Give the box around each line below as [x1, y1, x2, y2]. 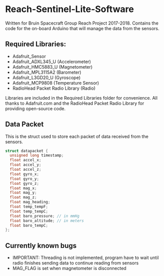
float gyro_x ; [10, 171, 39, 176]
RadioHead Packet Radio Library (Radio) [12, 85, 96, 91]
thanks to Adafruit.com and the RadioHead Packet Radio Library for [5, 100, 144, 106]
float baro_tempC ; [10, 223, 49, 228]
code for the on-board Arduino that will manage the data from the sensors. [5, 25, 159, 31]
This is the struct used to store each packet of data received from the [5, 133, 149, 139]
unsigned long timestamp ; [10, 153, 64, 158]
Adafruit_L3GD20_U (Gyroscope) [12, 74, 81, 81]
